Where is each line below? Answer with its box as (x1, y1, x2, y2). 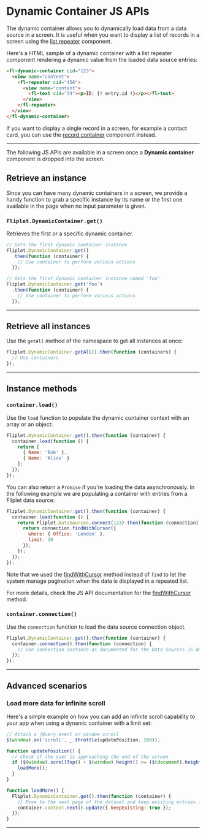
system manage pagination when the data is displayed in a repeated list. (6, 577, 189, 585)
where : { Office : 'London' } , (28, 531, 105, 537)
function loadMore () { (6, 787, 64, 794)
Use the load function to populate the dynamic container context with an (6, 414, 189, 421)
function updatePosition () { (6, 748, 81, 754)
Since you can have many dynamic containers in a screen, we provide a (6, 189, 188, 197)
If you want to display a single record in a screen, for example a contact (6, 124, 187, 132)
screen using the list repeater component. (6, 37, 112, 45)
